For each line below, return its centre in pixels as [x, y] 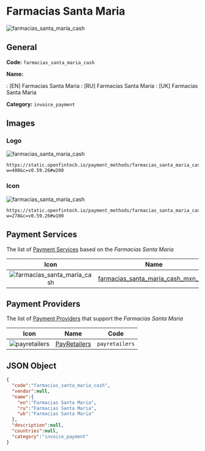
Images [21, 123]
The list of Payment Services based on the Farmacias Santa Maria [90, 249]
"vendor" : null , [31, 391]
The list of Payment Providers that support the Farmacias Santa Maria [95, 318]
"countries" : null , [35, 431]
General [22, 47]
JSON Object [31, 366]
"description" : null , [38, 425]
